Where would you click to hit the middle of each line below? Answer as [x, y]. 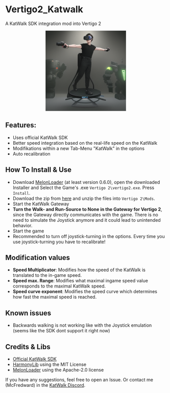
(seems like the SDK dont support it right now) [61, 331]
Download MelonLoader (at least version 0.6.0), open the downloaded [86, 182]
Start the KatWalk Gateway [41, 204]
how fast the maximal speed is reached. [55, 297]
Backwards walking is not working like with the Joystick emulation [82, 325]
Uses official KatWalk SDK [40, 137]
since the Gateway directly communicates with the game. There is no [85, 215]
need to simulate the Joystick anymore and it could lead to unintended [87, 220]
